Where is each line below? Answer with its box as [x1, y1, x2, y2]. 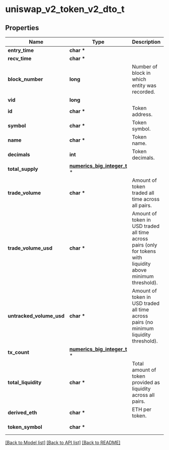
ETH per [132, 406, 152, 413]
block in [132, 69, 151, 76]
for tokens [132, 248, 156, 255]
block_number [8, 76, 43, 82]
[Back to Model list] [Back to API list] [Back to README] [5, 439, 121, 445]
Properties [5, 24, 39, 32]
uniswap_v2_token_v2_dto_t [5, 4, 125, 15]
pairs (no [132, 319, 153, 325]
